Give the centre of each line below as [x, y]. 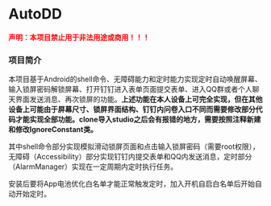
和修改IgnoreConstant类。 [53, 130]
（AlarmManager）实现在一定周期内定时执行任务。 [93, 167]
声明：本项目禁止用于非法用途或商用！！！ [79, 37]
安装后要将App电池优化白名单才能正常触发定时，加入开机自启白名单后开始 [132, 184]
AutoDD [35, 14]
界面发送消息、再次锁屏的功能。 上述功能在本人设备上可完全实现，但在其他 [139, 99]
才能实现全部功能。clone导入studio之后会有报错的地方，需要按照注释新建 [138, 119]
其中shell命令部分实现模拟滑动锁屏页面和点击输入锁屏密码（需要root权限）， [134, 146]
